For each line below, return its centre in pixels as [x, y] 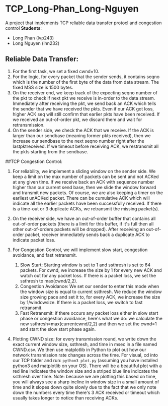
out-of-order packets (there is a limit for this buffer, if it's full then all [83, 224]
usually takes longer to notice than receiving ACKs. [65, 398]
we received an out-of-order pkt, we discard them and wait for [77, 120]
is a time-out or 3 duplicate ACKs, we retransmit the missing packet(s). [86, 209]
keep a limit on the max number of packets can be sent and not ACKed [86, 177]
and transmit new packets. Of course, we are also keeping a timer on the [88, 193]
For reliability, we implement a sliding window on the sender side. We [84, 171]
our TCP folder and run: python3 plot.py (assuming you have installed [85, 360]
